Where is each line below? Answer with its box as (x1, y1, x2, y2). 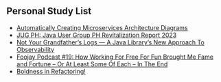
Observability (16, 45, 55, 53)
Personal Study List (6, 5, 92, 17)
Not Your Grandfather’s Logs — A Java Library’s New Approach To (16, 38, 205, 46)
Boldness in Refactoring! (16, 67, 86, 75)
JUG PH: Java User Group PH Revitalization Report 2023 (16, 31, 177, 39)
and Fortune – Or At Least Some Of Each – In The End (16, 59, 168, 68)
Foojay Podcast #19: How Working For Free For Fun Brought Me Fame (16, 53, 214, 61)
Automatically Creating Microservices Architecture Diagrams (16, 23, 188, 31)
